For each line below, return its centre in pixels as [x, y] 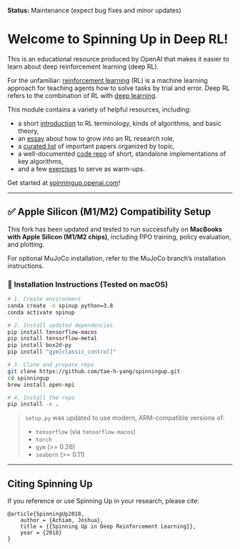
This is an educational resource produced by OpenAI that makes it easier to [119, 59]
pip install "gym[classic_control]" [62, 352]
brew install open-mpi [41, 385]
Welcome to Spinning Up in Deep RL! [118, 39]
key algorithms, [40, 161]
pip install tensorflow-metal [52, 339]
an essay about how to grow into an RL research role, [96, 138]
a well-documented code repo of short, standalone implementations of [122, 154]
